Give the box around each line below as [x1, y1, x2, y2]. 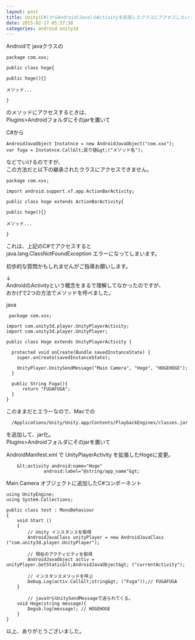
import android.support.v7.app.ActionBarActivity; [6, 188, 135, 194]
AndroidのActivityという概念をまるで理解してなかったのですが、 [6, 282, 164, 289]
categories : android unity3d [6, 25, 79, 32]
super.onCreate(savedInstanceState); [17, 355, 111, 361]
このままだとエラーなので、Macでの [6, 408, 95, 415]
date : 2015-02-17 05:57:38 [6, 20, 73, 26]
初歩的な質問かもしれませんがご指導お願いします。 [6, 263, 131, 270]
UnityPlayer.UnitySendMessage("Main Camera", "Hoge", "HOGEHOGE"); [17, 365, 188, 371]
